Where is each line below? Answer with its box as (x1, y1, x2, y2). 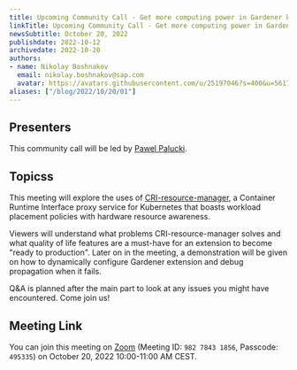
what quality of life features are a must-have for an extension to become (9, 238, 272, 249)
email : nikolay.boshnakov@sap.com (17, 71, 144, 80)
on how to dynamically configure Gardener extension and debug (9, 257, 244, 267)
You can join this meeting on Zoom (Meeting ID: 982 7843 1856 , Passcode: (9, 342, 278, 352)
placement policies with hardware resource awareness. (9, 212, 210, 222)
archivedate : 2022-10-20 (9, 46, 101, 55)
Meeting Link (9, 318, 83, 333)
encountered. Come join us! (9, 293, 110, 304)
